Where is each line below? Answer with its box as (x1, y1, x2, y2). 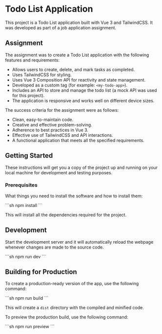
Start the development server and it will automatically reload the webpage (5, 239, 154, 245)
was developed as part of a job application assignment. (5, 24, 116, 30)
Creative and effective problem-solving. (12, 122, 93, 127)
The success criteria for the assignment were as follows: (5, 107, 119, 113)
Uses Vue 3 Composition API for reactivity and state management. (12, 77, 146, 83)
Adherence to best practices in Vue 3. (12, 127, 89, 133)
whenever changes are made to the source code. (5, 244, 104, 250)
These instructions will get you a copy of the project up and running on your (5, 165, 158, 170)
